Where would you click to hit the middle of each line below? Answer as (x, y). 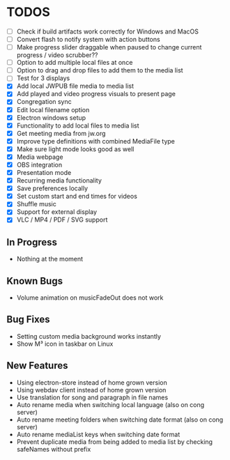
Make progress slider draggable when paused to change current (109, 47)
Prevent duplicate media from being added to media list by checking (115, 442)
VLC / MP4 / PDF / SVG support (62, 220)
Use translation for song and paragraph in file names (92, 397)
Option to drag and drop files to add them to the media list (100, 70)
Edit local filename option (53, 109)
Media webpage (40, 157)
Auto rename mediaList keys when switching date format (98, 434)
